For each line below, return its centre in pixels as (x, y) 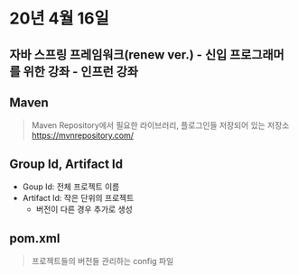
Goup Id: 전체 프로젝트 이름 (71, 187)
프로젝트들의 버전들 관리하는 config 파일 (102, 261)
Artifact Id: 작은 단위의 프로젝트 (78, 198)
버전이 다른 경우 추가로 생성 (84, 209)
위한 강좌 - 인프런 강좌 (80, 72)
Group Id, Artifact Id (66, 164)
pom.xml (35, 238)
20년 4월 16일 (60, 18)
